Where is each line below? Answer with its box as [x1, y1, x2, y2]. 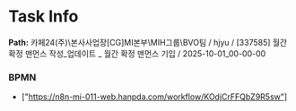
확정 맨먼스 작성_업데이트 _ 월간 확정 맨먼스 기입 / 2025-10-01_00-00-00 [8, 47, 266, 59]
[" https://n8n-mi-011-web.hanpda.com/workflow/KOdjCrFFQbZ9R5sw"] [21, 91, 288, 102]
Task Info [8, 6, 79, 27]
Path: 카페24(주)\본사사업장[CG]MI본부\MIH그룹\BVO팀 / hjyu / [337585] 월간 [8, 37, 288, 47]
